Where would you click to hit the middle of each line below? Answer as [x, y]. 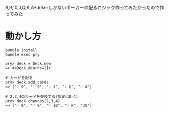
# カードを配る [19, 78]
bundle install [21, 50]
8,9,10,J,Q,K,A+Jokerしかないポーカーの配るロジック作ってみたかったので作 [85, 7]
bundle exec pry [22, 54]
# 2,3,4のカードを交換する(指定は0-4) [42, 96]
